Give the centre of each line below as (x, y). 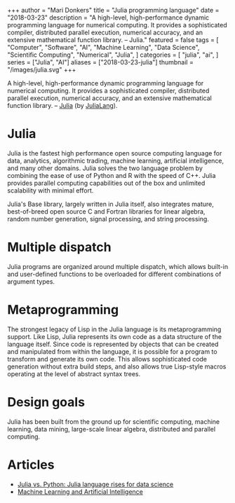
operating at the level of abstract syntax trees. (74, 373)
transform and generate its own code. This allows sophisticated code (107, 359)
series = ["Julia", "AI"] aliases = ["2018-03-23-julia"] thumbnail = (101, 62)
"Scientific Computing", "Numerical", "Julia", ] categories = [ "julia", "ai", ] (113, 55)
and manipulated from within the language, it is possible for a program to (112, 351)
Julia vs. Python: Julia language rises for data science (95, 484)
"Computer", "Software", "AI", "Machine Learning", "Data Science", (103, 47)
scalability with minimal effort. (51, 190)
